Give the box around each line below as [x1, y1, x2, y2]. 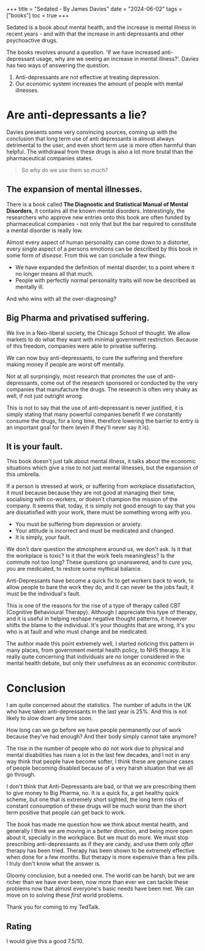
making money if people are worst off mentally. [6, 361, 125, 368]
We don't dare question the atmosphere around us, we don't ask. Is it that [6, 546, 192, 553]
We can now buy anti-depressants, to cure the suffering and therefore [6, 354, 183, 361]
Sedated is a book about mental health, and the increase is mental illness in [6, 24, 196, 31]
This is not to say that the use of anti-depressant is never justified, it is [6, 404, 184, 411]
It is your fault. [6, 441, 63, 452]
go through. [6, 771, 36, 778]
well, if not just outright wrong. [6, 392, 84, 399]
